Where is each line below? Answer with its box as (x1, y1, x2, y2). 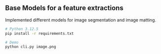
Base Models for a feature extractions (5, 4, 123, 12)
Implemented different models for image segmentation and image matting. (5, 17, 157, 23)
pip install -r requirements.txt (5, 31, 74, 36)
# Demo (5, 40, 19, 45)
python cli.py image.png (5, 44, 56, 50)
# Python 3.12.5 (5, 27, 39, 31)
